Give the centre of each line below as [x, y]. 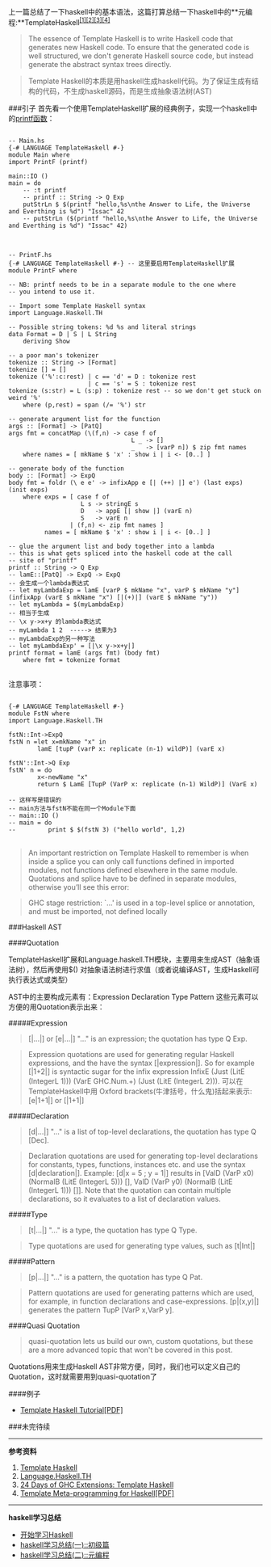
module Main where [39, 155]
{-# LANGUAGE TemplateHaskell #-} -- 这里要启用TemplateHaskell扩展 [122, 263]
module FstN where [39, 714]
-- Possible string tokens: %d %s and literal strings [102, 327]
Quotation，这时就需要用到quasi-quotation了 [83, 1376]
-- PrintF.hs [30, 255]
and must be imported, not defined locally [98, 911]
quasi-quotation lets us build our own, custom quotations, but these [141, 1341]
